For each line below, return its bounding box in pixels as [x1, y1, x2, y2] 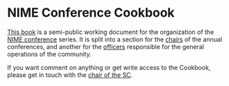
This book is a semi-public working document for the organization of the [7, 28, 214, 36]
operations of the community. [7, 50, 92, 58]
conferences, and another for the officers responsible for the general [7, 42, 205, 51]
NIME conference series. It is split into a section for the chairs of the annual [7, 35, 223, 43]
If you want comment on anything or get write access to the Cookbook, [7, 63, 211, 71]
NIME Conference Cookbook [7, 5, 175, 21]
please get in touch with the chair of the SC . [7, 71, 133, 79]
